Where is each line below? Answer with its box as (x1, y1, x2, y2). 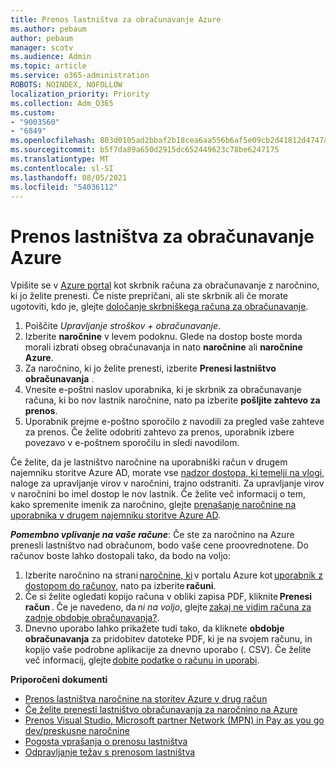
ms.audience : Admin (10, 52, 92, 62)
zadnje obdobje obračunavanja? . (24, 612, 160, 624)
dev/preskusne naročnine (24, 725, 130, 737)
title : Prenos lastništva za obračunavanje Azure (10, 14, 222, 25)
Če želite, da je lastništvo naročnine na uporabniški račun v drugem (10, 456, 288, 468)
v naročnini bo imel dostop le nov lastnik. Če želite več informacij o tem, (10, 488, 307, 500)
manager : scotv (10, 42, 74, 53)
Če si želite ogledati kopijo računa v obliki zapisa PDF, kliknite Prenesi (24, 591, 313, 603)
